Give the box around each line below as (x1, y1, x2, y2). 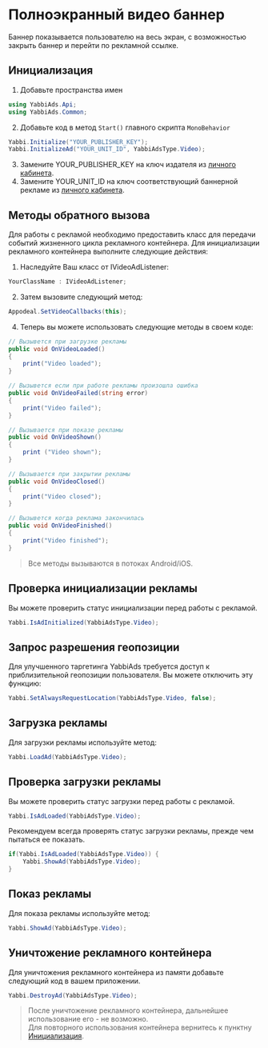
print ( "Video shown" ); (22, 448, 102, 457)
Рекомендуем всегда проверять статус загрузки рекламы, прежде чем (8, 826, 254, 836)
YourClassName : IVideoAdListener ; (8, 278, 127, 286)
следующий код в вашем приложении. (8, 976, 141, 986)
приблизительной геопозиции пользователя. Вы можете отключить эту (8, 670, 254, 680)
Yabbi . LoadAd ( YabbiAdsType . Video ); (8, 753, 127, 761)
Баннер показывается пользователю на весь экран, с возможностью (8, 32, 246, 42)
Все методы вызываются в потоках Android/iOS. (27, 558, 194, 568)
